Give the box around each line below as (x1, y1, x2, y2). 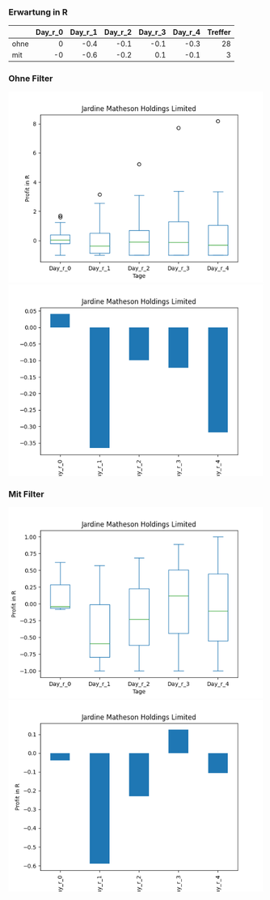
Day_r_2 (103, 27, 132, 36)
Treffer (207, 27, 232, 36)
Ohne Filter (8, 72, 53, 83)
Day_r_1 (70, 27, 98, 36)
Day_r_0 (36, 27, 63, 36)
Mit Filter (8, 488, 44, 500)
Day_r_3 (138, 27, 167, 36)
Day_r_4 (172, 27, 200, 36)
